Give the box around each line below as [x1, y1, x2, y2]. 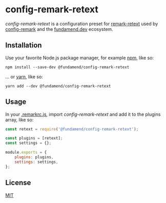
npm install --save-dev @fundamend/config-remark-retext [5, 64, 130, 70]
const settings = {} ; [5, 140, 52, 146]
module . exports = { [5, 150, 47, 155]
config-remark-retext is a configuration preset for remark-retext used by [5, 21, 158, 27]
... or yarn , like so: [5, 73, 44, 80]
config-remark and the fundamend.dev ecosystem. [5, 26, 114, 32]
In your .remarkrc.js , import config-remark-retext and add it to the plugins [5, 111, 161, 117]
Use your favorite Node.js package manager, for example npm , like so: [5, 54, 154, 61]
